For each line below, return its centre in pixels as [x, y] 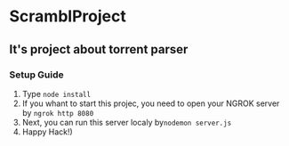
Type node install [56, 93]
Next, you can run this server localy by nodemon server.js [127, 122]
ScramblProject [68, 16]
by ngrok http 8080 [58, 112]
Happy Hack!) [47, 132]
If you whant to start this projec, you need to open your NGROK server [151, 103]
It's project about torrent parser [99, 49]
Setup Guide [36, 75]
